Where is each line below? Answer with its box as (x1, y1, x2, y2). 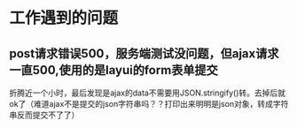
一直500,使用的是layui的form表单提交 (9, 63, 219, 78)
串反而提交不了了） (9, 109, 80, 120)
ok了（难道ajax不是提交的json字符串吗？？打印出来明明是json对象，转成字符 (9, 99, 289, 109)
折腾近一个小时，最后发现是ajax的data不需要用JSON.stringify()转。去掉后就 (9, 87, 286, 98)
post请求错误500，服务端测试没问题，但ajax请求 (9, 46, 279, 61)
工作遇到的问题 (9, 8, 119, 28)
